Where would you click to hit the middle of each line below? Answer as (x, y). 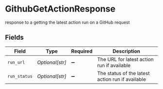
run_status (20, 76)
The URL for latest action (125, 59)
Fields (15, 37)
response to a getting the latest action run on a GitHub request (67, 22)
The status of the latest (123, 73)
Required (82, 51)
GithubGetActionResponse (60, 9)
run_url (16, 62)
